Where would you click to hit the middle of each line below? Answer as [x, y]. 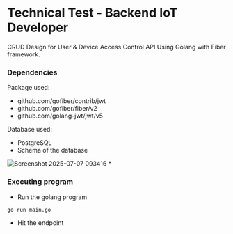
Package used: [29, 88]
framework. [24, 54]
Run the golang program [52, 197]
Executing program [40, 182]
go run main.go [29, 210]
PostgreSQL [34, 143]
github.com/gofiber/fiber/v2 [57, 109]
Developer [38, 28]
